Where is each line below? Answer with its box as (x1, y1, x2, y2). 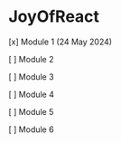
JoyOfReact (8, 6, 100, 27)
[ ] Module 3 (8, 71, 55, 82)
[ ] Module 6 (8, 124, 55, 135)
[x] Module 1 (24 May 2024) (8, 36, 113, 47)
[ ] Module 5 (8, 106, 54, 117)
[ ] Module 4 (8, 89, 55, 100)
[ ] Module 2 (8, 53, 55, 64)
